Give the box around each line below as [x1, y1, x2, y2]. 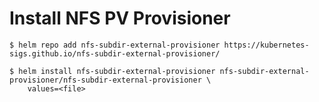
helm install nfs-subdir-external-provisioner [18, 66, 216, 76]
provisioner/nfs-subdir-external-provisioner [9, 75, 202, 85]
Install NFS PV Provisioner [9, 7, 231, 30]
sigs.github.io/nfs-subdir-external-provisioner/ [9, 48, 221, 59]
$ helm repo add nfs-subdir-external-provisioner [9, 40, 221, 50]
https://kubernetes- [223, 40, 310, 50]
